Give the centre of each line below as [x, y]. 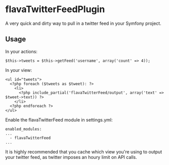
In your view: [19, 70]
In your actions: [22, 51]
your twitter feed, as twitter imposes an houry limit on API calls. [71, 157]
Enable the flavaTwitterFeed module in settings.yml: [59, 119]
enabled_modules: [24, 129]
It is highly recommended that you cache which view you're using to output [84, 152]
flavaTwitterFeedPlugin [55, 9]
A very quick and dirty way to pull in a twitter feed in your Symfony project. [83, 23]
